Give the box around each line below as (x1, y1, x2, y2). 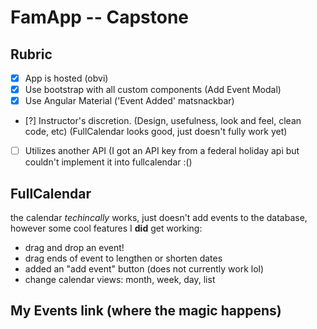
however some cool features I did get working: (10, 222, 203, 235)
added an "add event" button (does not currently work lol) (24, 263, 265, 275)
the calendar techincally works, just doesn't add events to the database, (10, 212, 308, 224)
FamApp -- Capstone (10, 6, 190, 29)
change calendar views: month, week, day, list (24, 274, 216, 286)
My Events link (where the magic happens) (10, 302, 282, 320)
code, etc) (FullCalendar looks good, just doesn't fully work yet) (24, 126, 288, 138)
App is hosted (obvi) (24, 72, 109, 84)
